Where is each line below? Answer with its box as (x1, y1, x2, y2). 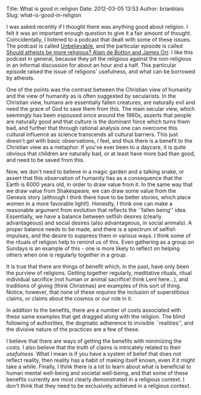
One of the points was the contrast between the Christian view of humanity (6, 86, 192, 93)
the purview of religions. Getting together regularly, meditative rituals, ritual (6, 269, 192, 276)
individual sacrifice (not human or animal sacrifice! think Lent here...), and (6, 276, 188, 282)
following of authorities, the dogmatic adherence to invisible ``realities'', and (6, 319, 194, 326)
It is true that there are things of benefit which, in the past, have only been (6, 263, 190, 270)
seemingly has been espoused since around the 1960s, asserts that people (6, 111, 192, 119)
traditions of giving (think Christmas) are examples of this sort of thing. (6, 282, 181, 289)
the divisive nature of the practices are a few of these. (6, 326, 140, 333)
